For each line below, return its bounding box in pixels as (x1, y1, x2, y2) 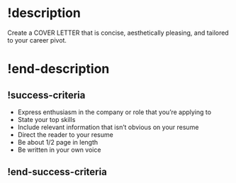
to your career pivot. (7, 35, 67, 44)
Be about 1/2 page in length (17, 138, 99, 146)
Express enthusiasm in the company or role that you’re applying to (17, 108, 211, 116)
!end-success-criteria (7, 166, 108, 178)
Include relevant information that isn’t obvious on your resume (17, 123, 199, 131)
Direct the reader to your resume (17, 130, 113, 139)
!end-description (7, 61, 110, 77)
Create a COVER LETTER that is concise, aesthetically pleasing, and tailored (7, 28, 229, 37)
